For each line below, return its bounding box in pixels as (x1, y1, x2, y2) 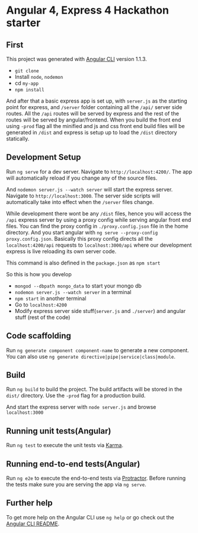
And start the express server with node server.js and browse (6, 404, 157, 411)
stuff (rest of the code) (14, 314, 71, 321)
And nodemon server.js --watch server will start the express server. (6, 186, 173, 193)
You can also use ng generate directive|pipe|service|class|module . (6, 353, 176, 360)
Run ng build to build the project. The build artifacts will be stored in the (6, 386, 183, 393)
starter (6, 16, 41, 30)
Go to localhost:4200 (14, 301, 67, 308)
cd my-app (14, 79, 39, 87)
